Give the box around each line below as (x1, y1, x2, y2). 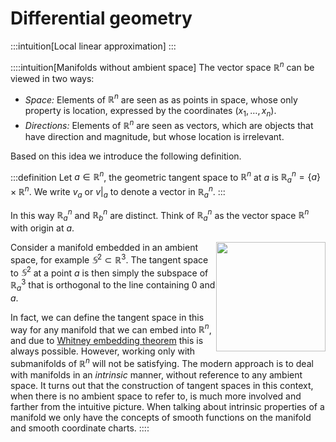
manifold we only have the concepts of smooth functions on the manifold (10, 412, 312, 424)
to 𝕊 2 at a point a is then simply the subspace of (10, 265, 209, 279)
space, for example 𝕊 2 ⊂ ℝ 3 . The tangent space (10, 252, 209, 266)
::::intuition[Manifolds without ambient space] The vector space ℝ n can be (10, 59, 315, 73)
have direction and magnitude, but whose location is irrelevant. (24, 130, 285, 142)
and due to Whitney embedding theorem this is (10, 335, 204, 347)
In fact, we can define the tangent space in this (10, 311, 205, 323)
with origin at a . (10, 222, 75, 234)
